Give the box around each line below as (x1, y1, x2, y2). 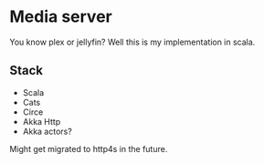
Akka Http (22, 116, 61, 127)
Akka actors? (22, 126, 73, 137)
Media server (9, 6, 112, 27)
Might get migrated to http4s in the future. (9, 143, 168, 154)
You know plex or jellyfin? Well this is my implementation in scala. (9, 36, 256, 47)
